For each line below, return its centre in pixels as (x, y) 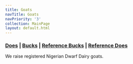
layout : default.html (28, 28)
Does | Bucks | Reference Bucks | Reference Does (66, 46)
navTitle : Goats (22, 14)
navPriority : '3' (23, 19)
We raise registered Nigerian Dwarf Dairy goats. (54, 56)
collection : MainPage (28, 24)
